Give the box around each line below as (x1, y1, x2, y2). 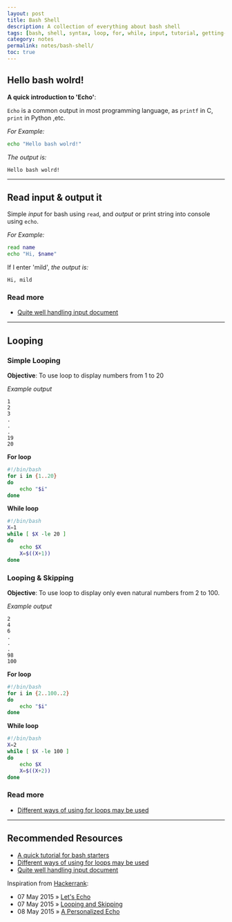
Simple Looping (7, 355, 61, 365)
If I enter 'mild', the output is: (7, 263, 89, 272)
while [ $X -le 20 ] (7, 531, 67, 538)
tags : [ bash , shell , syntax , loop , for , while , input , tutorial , (7, 29, 200, 37)
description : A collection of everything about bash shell (7, 23, 181, 30)
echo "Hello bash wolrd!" (7, 140, 81, 148)
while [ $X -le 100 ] (7, 748, 70, 755)
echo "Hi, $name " (7, 251, 57, 258)
